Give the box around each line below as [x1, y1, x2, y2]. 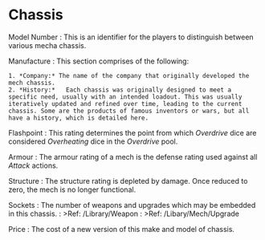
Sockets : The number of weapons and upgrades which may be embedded [8, 200, 256, 209]
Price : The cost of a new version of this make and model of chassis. [8, 224, 235, 234]
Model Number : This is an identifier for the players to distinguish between [8, 32, 255, 42]
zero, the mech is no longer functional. [8, 185, 137, 194]
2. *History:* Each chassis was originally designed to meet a [8, 86, 231, 94]
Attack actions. [8, 161, 59, 170]
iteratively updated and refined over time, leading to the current [8, 100, 243, 108]
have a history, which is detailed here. [8, 114, 149, 122]
